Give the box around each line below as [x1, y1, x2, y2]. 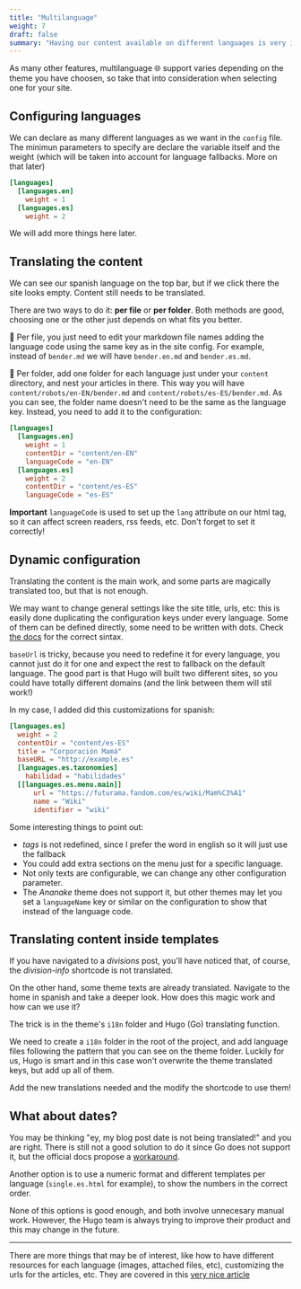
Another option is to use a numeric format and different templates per [9, 1169, 266, 1179]
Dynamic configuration [9, 552, 141, 567]
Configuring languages [9, 109, 142, 124]
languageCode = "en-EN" [25, 457, 115, 466]
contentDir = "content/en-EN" [25, 448, 139, 458]
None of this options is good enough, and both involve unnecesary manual [9, 1205, 285, 1216]
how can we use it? [9, 1002, 81, 1012]
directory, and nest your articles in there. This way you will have [9, 378, 245, 389]
